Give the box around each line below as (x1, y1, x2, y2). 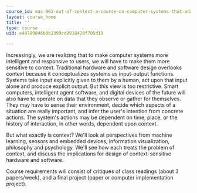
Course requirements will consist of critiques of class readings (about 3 (6, 168, 179, 175)
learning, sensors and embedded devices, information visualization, (6, 138, 170, 145)
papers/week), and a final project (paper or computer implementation (6, 174, 174, 181)
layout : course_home (6, 14, 57, 20)
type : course (6, 25, 38, 31)
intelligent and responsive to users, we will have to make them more (6, 58, 170, 65)
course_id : (6, 8, 33, 15)
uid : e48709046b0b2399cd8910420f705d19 (6, 31, 104, 36)
